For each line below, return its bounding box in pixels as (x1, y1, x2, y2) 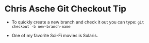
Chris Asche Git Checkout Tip (4, 3, 127, 14)
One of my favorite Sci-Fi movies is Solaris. (11, 32, 98, 38)
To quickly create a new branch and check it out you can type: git (11, 19, 144, 25)
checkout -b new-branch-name (11, 24, 71, 29)
